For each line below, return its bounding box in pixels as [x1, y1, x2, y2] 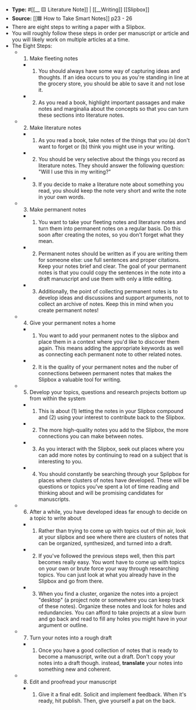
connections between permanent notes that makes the [38, 370, 172, 376]
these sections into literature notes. [38, 111, 124, 119]
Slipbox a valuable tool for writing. [38, 376, 121, 383]
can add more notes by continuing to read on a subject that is [38, 452, 188, 459]
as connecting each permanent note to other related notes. [38, 351, 182, 358]
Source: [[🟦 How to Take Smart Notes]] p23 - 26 [11, 15, 133, 22]
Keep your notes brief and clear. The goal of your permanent [38, 263, 187, 270]
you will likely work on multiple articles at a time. [11, 36, 130, 43]
